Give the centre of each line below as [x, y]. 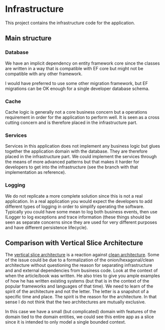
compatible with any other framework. [44, 74]
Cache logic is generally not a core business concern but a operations [76, 112]
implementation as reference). [36, 172]
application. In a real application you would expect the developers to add [79, 201]
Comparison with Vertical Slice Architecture [74, 243]
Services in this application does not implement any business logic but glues [82, 146]
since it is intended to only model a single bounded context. [66, 322]
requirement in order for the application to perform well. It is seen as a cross [82, 117]
